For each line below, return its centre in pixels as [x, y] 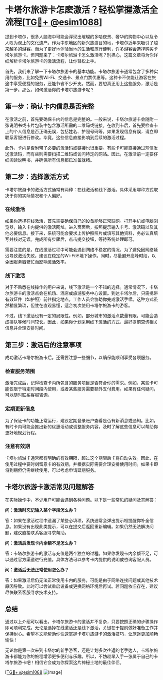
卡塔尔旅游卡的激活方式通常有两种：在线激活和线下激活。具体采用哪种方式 [79, 189]
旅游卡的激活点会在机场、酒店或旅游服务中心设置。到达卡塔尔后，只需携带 [83, 293]
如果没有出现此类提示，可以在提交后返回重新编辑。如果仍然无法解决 [81, 526]
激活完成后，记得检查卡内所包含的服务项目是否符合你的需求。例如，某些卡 [79, 383]
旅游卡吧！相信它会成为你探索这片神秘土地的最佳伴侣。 [69, 662]
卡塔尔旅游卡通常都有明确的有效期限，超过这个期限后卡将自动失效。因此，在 [81, 458]
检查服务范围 [20, 371]
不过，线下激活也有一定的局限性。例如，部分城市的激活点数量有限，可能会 [79, 316]
